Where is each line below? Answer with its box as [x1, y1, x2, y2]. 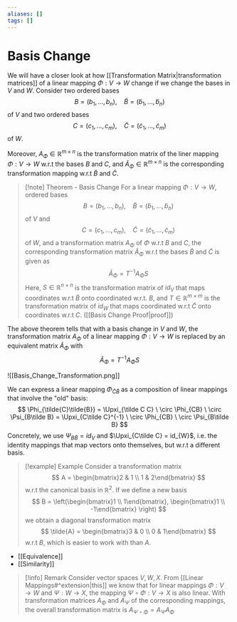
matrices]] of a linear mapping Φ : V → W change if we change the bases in [7, 79, 231, 88]
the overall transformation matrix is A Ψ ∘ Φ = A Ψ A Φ [24, 605, 174, 616]
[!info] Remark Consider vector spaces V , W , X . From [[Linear [24, 573, 204, 581]
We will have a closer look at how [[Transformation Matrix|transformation [7, 71, 222, 80]
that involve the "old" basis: [7, 394, 88, 403]
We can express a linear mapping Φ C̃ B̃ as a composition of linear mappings [7, 385, 228, 395]
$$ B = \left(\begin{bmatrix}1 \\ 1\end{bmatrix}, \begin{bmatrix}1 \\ [31, 497, 226, 506]
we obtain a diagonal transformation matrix [24, 516, 152, 524]
